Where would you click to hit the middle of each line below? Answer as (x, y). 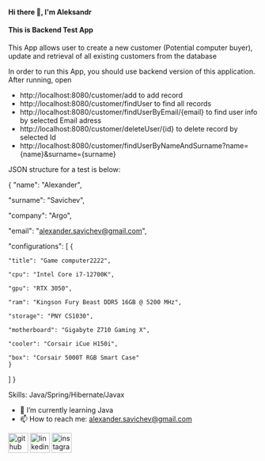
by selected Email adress (60, 120)
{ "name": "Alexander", (45, 185)
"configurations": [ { (41, 246)
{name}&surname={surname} (68, 154)
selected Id (38, 137)
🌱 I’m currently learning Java (66, 410)
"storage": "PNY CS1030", (51, 316)
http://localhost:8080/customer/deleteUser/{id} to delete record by (129, 128)
